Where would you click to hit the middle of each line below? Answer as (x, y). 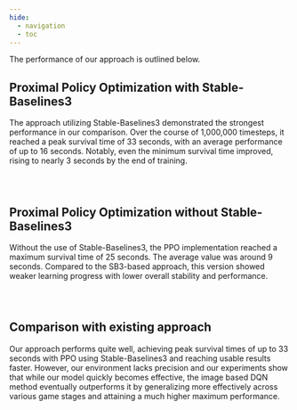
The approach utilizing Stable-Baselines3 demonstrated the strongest (137, 123)
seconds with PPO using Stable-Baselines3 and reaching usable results (140, 358)
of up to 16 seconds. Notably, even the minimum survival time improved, (141, 152)
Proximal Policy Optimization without (114, 212)
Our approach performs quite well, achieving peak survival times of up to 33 (149, 348)
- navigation (41, 26)
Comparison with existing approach (110, 328)
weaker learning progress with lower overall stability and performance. (139, 276)
